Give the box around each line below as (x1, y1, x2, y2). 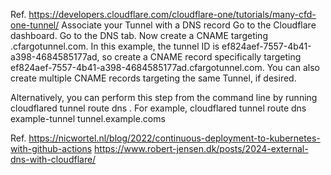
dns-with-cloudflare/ (10, 154, 97, 165)
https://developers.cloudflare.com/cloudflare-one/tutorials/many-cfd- (28, 9, 317, 20)
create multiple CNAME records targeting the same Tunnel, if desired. (10, 72, 297, 84)
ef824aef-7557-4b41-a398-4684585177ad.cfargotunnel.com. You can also (10, 62, 320, 73)
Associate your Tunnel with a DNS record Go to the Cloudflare (61, 19, 317, 31)
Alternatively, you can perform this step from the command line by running (10, 92, 318, 103)
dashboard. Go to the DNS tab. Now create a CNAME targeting (10, 30, 268, 41)
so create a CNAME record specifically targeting (101, 51, 302, 63)
